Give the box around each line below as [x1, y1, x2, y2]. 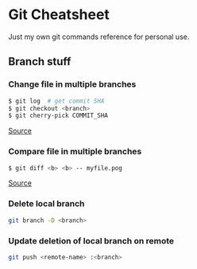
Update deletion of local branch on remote [8, 235, 175, 246]
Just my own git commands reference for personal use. [8, 32, 190, 41]
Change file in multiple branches [8, 79, 137, 90]
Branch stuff [8, 55, 71, 68]
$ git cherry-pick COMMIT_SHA [8, 111, 109, 120]
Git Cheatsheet [8, 6, 110, 24]
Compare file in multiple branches [8, 146, 142, 157]
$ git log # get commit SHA [8, 97, 105, 105]
